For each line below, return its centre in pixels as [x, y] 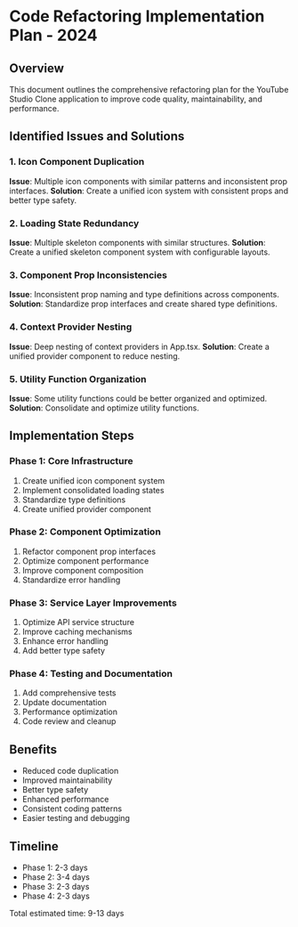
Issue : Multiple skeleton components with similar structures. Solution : [137, 242]
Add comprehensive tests [69, 693]
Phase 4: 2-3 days [56, 896]
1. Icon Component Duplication [77, 162]
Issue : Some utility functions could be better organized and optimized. [138, 398]
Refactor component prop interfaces [89, 551]
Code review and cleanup [69, 721]
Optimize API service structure [78, 622]
